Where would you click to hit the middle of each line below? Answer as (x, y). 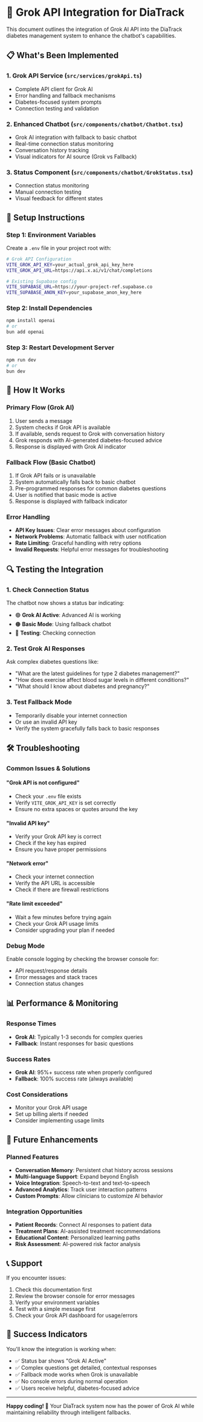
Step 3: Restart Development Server (60, 347)
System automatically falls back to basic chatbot (75, 482)
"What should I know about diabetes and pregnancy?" (82, 686)
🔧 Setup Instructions (46, 217)
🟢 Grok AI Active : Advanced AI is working (68, 615)
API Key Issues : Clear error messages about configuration (88, 530)
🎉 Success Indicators (47, 1334)
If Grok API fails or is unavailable (55, 475)
